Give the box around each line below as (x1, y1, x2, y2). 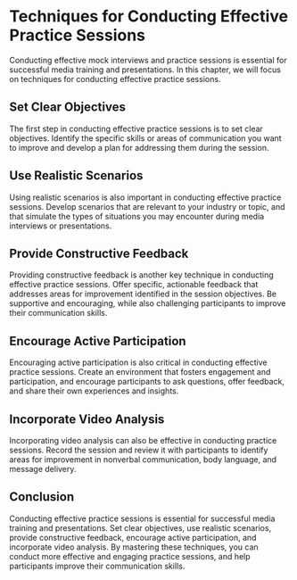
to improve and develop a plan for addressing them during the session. (9, 142, 269, 153)
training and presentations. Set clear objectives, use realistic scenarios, (9, 522, 272, 533)
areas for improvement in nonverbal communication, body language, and (9, 454, 277, 465)
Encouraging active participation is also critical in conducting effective (9, 357, 268, 368)
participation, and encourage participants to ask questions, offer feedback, (9, 377, 285, 387)
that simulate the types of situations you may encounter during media (9, 211, 265, 221)
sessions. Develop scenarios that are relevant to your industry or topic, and (9, 201, 285, 211)
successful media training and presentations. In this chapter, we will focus (9, 64, 281, 75)
